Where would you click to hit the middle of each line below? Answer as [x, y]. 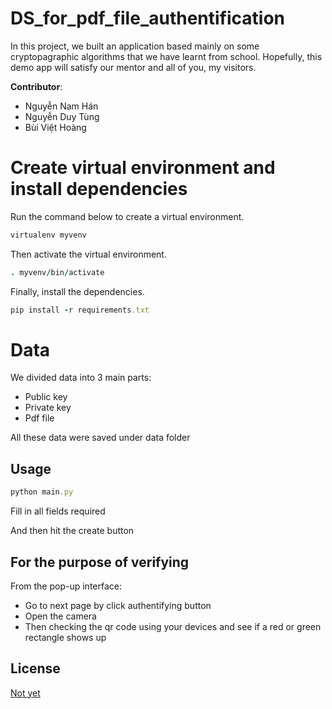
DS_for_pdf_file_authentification [148, 18]
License [35, 668]
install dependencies [99, 189]
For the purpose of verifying [100, 562]
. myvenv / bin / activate [57, 272]
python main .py [42, 492]
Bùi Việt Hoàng [55, 127]
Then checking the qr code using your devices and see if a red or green [173, 626]
